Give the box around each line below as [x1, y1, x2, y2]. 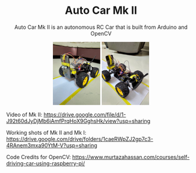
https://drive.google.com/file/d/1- [43, 111, 126, 118]
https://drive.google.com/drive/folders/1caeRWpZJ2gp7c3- [6, 135, 153, 142]
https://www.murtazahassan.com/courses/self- [72, 153, 190, 160]
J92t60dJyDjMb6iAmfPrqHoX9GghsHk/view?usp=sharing [6, 117, 151, 124]
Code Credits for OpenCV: [6, 153, 71, 160]
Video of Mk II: [6, 111, 43, 118]
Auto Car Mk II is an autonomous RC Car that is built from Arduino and [14, 23, 188, 31]
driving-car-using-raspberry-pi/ [6, 160, 85, 167]
